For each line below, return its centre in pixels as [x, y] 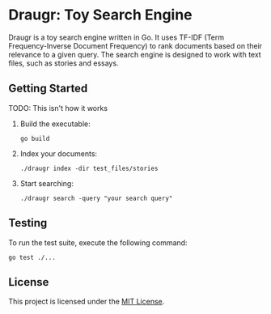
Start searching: [47, 183]
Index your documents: [59, 153]
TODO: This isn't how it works [58, 108]
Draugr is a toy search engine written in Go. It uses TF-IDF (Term [116, 37]
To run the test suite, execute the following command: [98, 242]
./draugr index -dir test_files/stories [89, 168]
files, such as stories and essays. [64, 63]
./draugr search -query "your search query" [96, 198]
